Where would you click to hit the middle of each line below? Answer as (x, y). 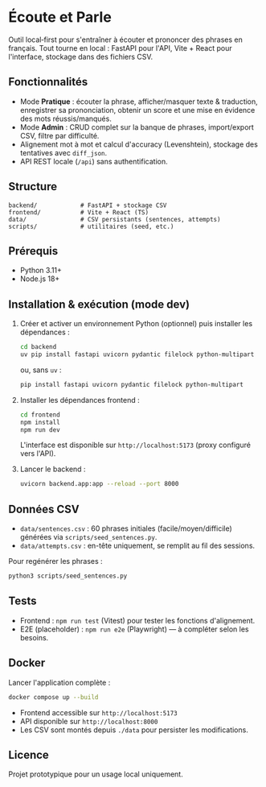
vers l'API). (38, 454)
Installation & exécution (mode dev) (99, 304)
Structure (33, 186)
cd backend (38, 347)
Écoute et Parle (60, 17)
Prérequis (33, 251)
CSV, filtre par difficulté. (59, 135)
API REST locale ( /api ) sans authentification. (94, 161)
